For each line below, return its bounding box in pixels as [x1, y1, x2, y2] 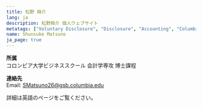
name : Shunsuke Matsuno [6, 31, 66, 37]
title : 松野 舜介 [6, 8, 47, 15]
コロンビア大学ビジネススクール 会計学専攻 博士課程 [6, 62, 137, 69]
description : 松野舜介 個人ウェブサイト [6, 20, 98, 26]
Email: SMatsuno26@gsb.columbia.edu [6, 82, 105, 88]
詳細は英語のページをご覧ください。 [6, 94, 97, 101]
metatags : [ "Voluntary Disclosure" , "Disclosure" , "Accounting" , [6, 25, 174, 32]
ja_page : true [6, 37, 42, 43]
